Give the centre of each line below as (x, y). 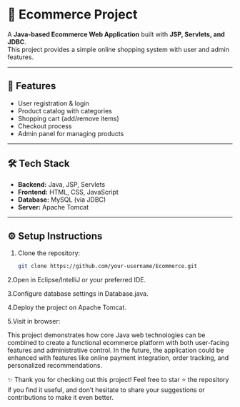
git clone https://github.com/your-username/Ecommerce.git (107, 267)
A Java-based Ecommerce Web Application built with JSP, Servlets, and (116, 34)
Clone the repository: (49, 253)
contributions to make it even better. (61, 398)
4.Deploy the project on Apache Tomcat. (67, 308)
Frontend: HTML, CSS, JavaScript (68, 192)
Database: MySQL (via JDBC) (62, 200)
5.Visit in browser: (34, 321)
